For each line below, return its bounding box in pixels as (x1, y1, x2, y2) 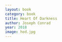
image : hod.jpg (5, 29, 36, 34)
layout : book (5, 7, 31, 12)
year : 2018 (5, 25, 27, 30)
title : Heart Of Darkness (5, 16, 57, 21)
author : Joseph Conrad (5, 20, 51, 26)
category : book (5, 12, 36, 16)
